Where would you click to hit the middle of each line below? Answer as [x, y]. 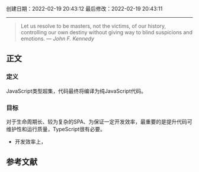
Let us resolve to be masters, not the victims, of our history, [93, 26]
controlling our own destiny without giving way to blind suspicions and [106, 32]
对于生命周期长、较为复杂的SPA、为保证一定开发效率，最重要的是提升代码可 [99, 121]
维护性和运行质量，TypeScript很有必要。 [56, 129]
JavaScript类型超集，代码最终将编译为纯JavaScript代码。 [76, 91]
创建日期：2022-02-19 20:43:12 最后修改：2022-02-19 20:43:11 [84, 9]
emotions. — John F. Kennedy [57, 38]
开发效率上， [30, 141]
